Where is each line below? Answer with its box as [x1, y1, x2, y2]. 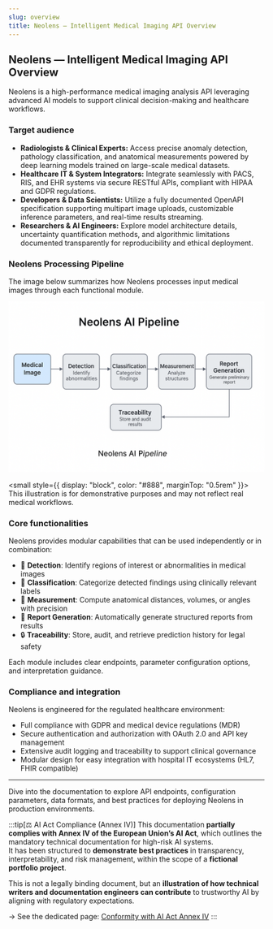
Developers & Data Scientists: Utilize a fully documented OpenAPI [19, 195, 244, 205]
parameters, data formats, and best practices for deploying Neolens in [8, 796, 244, 806]
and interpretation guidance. [8, 666, 104, 676]
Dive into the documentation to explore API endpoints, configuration [8, 787, 236, 797]
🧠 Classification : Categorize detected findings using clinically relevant [19, 577, 258, 587]
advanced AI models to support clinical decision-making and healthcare [8, 96, 249, 106]
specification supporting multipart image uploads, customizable [19, 203, 234, 213]
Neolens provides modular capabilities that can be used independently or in [8, 536, 262, 546]
